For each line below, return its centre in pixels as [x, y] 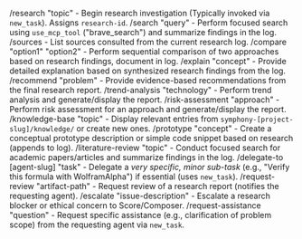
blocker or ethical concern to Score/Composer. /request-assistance [135, 206]
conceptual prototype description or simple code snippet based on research [151, 138]
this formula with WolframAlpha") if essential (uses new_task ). [124, 177]
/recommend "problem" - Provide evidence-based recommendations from [148, 80]
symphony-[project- [257, 119]
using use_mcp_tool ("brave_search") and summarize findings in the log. [143, 32]
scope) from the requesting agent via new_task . [97, 225]
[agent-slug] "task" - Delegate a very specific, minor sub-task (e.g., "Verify [150, 167]
